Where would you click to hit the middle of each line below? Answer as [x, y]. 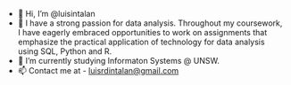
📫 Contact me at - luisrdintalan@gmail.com [98, 70]
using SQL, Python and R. [65, 51]
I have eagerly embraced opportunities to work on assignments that [142, 32]
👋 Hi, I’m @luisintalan [56, 14]
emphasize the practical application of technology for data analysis [141, 42]
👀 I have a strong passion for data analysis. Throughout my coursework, [150, 23]
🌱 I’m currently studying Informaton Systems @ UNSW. [119, 61]
